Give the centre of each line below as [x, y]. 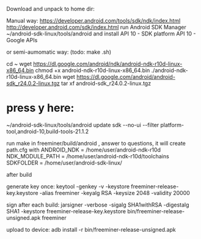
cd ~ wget [19, 64]
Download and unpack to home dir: [50, 9]
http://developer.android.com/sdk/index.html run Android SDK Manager [96, 27]
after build [19, 174]
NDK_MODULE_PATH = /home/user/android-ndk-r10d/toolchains [88, 156]
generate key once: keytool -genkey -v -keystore [68, 186]
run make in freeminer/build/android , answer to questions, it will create [96, 143]
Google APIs [22, 40]
